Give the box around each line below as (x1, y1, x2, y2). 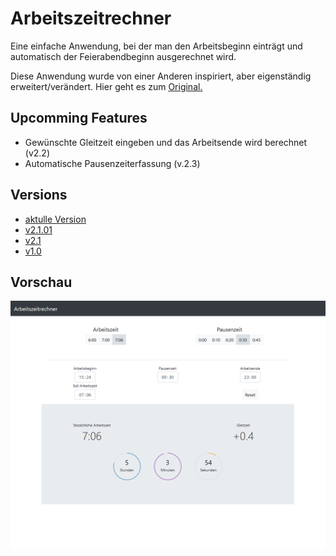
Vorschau (10, 273, 73, 291)
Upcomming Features (10, 110, 148, 127)
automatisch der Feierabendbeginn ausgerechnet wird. (10, 50, 237, 62)
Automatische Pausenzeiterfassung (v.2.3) (24, 157, 201, 169)
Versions (10, 187, 68, 204)
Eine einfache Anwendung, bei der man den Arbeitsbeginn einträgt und (10, 40, 303, 52)
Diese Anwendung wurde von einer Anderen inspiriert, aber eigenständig (10, 70, 312, 82)
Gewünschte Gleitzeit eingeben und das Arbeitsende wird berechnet (24, 136, 308, 148)
